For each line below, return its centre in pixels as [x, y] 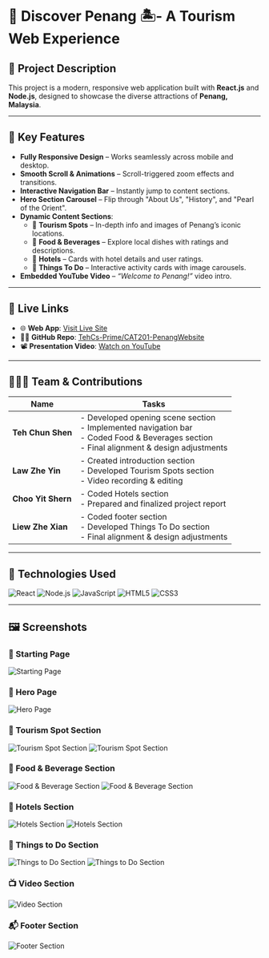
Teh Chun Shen [42, 433]
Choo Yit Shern [42, 499]
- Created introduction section [137, 461]
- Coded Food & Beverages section [147, 438]
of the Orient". [43, 208]
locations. [48, 233]
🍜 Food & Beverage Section [62, 769]
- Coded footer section [123, 517]
